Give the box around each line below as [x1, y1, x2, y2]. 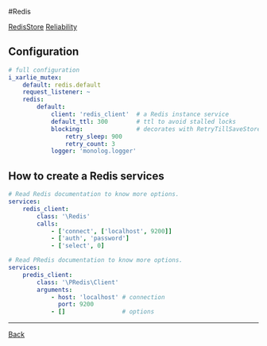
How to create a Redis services [8, 169, 164, 183]
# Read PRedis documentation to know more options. [8, 256, 183, 264]
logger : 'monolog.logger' [50, 147, 137, 156]
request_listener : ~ [22, 88, 91, 96]
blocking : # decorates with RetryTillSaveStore [50, 125, 261, 133]
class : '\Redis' [37, 212, 91, 221]
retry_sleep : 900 [64, 133, 123, 140]
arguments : [37, 286, 73, 294]
